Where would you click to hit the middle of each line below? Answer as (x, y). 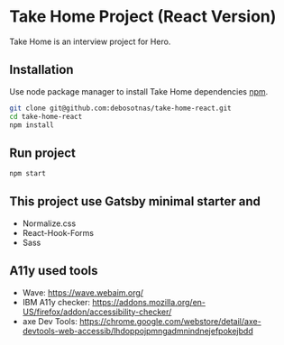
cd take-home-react (46, 116)
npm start (28, 174)
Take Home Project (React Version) (143, 17)
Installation (41, 70)
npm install (32, 125)
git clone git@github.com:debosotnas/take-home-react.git (120, 108)
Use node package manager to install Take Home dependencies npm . (139, 91)
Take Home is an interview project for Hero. (90, 41)
